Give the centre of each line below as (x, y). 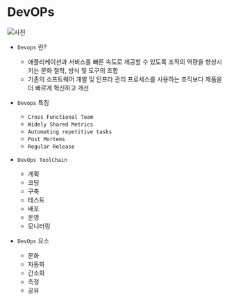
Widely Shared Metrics (60, 124)
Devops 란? (32, 47)
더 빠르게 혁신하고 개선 (58, 88)
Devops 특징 (33, 102)
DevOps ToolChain (42, 160)
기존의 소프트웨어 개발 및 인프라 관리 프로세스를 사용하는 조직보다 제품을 (125, 79)
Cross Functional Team (60, 117)
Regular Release (51, 147)
